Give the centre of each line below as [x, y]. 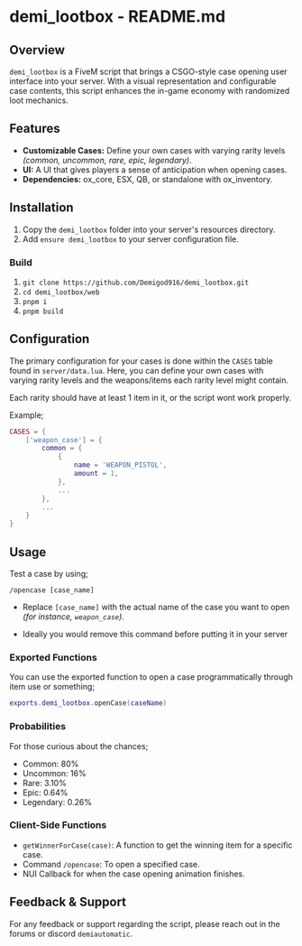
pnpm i [35, 301]
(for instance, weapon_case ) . [73, 617]
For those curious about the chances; [79, 746]
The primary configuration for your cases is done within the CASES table [141, 361]
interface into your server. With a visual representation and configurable [143, 81]
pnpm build [43, 311]
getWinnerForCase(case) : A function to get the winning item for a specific [157, 845]
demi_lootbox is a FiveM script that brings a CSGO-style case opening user [148, 71]
